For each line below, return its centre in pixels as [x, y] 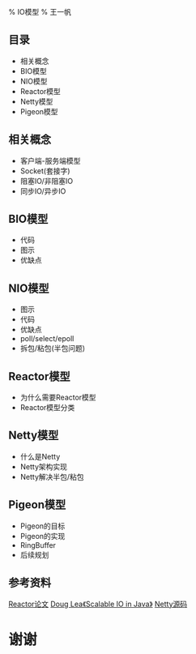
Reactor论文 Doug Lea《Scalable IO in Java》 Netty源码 [98, 604]
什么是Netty [40, 456]
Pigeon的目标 [43, 526]
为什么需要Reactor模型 [58, 398]
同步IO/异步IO [43, 191]
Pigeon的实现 [43, 536]
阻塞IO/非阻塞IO [47, 181]
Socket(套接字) [45, 171]
